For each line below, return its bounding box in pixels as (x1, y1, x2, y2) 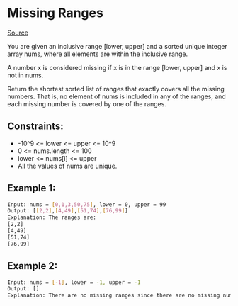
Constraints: (7, 120, 64, 132)
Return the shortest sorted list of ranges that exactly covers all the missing (7, 84, 225, 93)
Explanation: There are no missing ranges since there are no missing (7, 292, 220, 299)
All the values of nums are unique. (17, 161, 118, 170)
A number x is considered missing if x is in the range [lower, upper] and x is (7, 63, 227, 72)
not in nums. (7, 71, 44, 79)
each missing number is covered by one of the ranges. (7, 99, 166, 108)
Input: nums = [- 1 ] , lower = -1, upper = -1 (7, 278, 141, 286)
